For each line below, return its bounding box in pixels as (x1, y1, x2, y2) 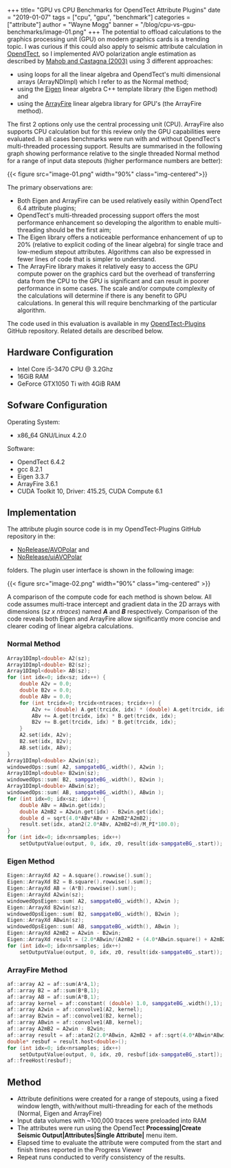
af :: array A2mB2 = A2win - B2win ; (7, 1026, 107, 1033)
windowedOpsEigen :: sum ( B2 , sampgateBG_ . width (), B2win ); (7, 910, 180, 917)
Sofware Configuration (7, 399, 108, 411)
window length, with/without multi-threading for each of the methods (16, 1102, 213, 1110)
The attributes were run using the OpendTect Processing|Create (16, 1124, 201, 1132)
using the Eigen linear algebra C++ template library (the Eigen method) (16, 85, 218, 93)
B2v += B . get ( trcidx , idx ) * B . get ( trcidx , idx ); (32, 718, 177, 726)
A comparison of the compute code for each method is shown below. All (7, 593, 212, 601)
